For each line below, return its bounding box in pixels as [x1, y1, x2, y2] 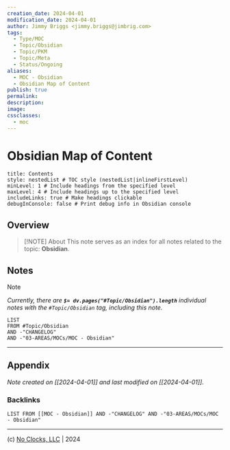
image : [7, 106, 26, 113]
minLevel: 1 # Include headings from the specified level [7, 182, 176, 189]
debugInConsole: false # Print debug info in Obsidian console [7, 200, 192, 208]
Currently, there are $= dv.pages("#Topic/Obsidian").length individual [7, 296, 207, 305]
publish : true [7, 86, 48, 93]
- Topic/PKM [13, 49, 48, 56]
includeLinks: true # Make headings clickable [7, 195, 142, 202]
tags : [7, 29, 23, 36]
